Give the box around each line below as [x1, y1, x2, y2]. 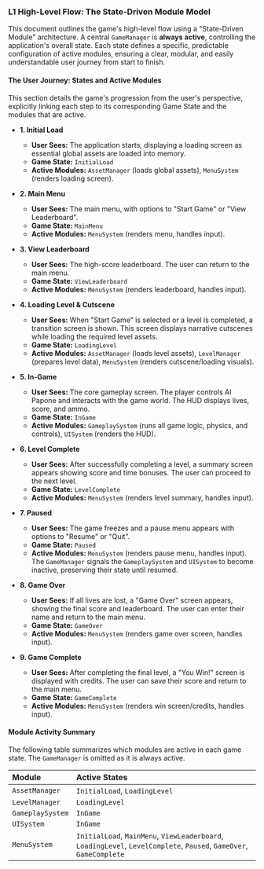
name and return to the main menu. [31, 612, 145, 621]
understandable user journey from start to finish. [8, 57, 166, 67]
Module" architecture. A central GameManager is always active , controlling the [8, 32, 256, 42]
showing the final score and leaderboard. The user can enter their [31, 603, 245, 613]
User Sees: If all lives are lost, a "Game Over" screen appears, [31, 596, 233, 605]
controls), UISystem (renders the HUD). [31, 429, 156, 438]
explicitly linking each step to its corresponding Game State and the [8, 101, 227, 111]
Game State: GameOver [31, 620, 104, 630]
